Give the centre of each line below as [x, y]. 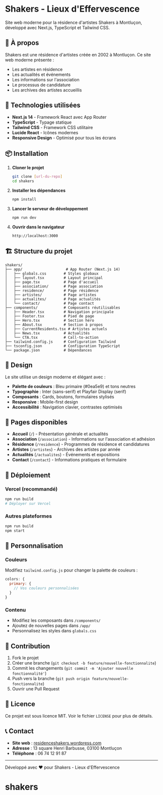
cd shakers [23, 181]
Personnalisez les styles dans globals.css [54, 631]
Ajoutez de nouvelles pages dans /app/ [51, 626]
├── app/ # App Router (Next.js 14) [63, 269]
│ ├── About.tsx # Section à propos [54, 325]
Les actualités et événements [41, 74]
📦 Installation [27, 154]
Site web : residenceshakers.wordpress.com [57, 743]
